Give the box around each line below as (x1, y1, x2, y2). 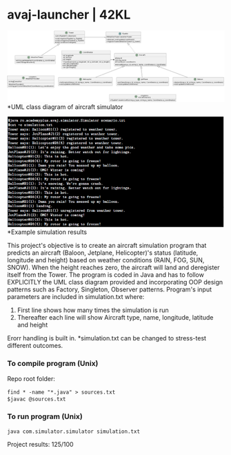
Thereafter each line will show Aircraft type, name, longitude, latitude (17, 313, 214, 322)
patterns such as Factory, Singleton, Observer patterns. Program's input (7, 285, 212, 293)
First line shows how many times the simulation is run (17, 306, 169, 314)
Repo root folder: (7, 374, 55, 383)
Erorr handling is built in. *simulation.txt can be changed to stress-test (7, 334, 207, 342)
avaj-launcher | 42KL (7, 7, 131, 23)
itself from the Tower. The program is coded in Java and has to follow (7, 271, 205, 279)
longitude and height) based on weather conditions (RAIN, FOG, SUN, (7, 256, 205, 264)
